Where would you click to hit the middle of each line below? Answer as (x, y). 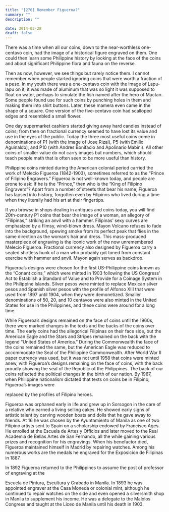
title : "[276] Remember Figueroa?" (43, 10)
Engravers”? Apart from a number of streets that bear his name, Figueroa (81, 189)
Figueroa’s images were (30, 385)
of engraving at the (25, 473)
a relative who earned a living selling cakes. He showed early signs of (78, 410)
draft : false (19, 33)
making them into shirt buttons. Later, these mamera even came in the (78, 105)
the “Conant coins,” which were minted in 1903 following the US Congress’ (83, 273)
